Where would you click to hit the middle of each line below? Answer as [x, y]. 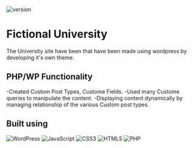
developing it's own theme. [40, 57]
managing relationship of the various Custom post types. [78, 105]
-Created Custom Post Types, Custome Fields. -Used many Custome [93, 91]
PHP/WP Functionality [49, 77]
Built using [27, 124]
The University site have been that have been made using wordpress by [97, 51]
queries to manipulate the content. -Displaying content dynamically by [95, 98]
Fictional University [57, 34]
